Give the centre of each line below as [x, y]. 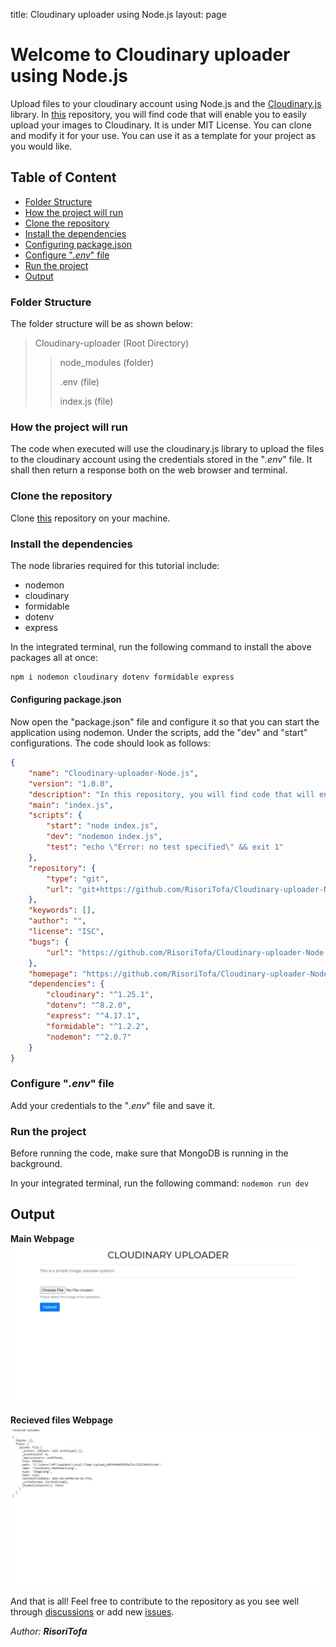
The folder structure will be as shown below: [102, 324]
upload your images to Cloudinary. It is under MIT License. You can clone [161, 125]
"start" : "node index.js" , [102, 826]
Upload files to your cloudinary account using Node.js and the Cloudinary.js [166, 103]
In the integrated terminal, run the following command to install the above [161, 646]
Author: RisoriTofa [49, 1631]
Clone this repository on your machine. [90, 518]
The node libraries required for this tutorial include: [115, 565]
